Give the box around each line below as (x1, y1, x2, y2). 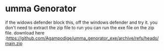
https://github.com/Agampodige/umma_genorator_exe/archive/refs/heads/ (6, 35, 159, 41)
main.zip (5, 40, 23, 46)
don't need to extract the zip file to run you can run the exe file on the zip (5, 24, 155, 30)
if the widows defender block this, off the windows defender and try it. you (5, 19, 158, 25)
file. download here (5, 30, 45, 36)
